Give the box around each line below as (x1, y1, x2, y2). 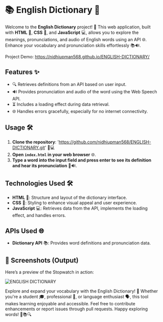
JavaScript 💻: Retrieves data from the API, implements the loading (12, 205, 148, 212)
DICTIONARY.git (12, 144, 45, 150)
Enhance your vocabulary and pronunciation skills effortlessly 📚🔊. (5, 42, 141, 48)
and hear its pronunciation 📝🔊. (12, 162, 77, 168)
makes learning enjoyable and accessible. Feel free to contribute (5, 301, 136, 306)
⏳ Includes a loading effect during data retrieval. (12, 101, 110, 107)
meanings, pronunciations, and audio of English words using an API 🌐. (5, 36, 147, 42)
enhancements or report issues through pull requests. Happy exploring (5, 306, 148, 312)
